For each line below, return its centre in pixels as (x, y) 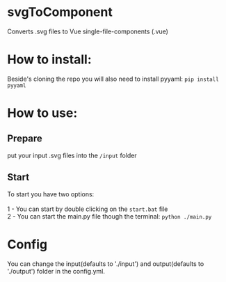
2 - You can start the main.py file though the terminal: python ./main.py (110, 216)
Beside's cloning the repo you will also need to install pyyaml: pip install (113, 79)
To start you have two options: (51, 194)
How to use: (42, 113)
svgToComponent (60, 12)
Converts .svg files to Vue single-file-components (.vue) (88, 31)
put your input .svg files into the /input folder (72, 155)
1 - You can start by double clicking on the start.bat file (88, 209)
